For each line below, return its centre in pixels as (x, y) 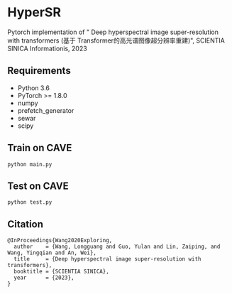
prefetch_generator (46, 110)
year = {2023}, (44, 278)
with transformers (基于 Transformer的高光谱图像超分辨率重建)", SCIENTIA (116, 40)
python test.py (30, 202)
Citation (26, 224)
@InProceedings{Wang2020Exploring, (60, 241)
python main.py (30, 164)
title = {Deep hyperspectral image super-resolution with (107, 259)
